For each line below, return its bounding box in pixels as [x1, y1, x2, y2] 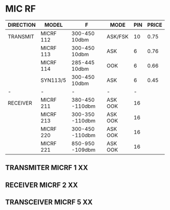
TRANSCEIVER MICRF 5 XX [5, 198, 93, 206]
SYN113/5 [40, 76, 67, 83]
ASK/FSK [106, 33, 129, 40]
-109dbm [71, 146, 96, 153]
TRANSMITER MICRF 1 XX [5, 163, 89, 172]
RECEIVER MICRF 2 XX [5, 181, 78, 189]
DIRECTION [8, 21, 36, 28]
